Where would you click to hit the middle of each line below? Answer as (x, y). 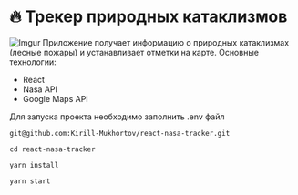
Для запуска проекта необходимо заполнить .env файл (117, 117)
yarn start (30, 181)
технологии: (33, 62)
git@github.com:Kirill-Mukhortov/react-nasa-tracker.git (120, 133)
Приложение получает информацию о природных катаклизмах (166, 42)
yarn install (34, 165)
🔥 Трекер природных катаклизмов (149, 17)
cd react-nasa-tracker (52, 149)
